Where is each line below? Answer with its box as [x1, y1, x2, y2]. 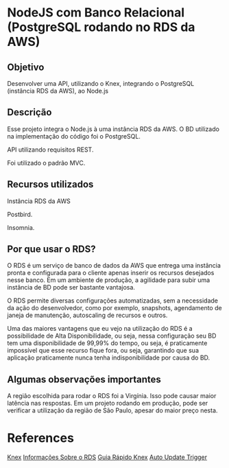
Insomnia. [7, 223, 35, 231]
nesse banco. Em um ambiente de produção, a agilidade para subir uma [7, 276, 210, 284]
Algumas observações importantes [7, 373, 161, 385]
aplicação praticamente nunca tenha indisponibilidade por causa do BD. [7, 353, 210, 362]
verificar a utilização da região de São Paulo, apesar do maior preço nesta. [7, 406, 218, 414]
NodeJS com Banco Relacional [7, 5, 185, 21]
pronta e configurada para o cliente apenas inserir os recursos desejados [7, 269, 215, 277]
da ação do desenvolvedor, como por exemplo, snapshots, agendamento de [7, 304, 222, 312]
